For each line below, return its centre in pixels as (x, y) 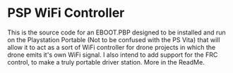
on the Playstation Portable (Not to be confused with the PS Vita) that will (114, 39)
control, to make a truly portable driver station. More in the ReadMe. (106, 62)
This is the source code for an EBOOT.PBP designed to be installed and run (116, 32)
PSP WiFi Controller (66, 13)
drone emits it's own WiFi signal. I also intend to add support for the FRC (113, 55)
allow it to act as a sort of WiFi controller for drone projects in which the (112, 47)
